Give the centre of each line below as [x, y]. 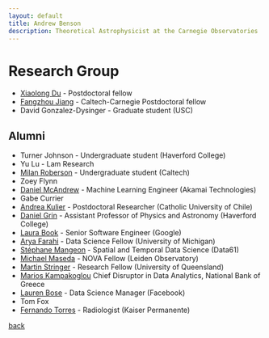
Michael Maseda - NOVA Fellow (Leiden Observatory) [109, 259]
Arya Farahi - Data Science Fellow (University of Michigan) [118, 241]
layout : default [36, 16]
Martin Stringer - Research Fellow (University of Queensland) [122, 267]
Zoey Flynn [39, 181]
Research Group [64, 71]
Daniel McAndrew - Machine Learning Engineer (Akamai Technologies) [138, 190]
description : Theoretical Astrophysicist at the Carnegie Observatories [133, 31]
